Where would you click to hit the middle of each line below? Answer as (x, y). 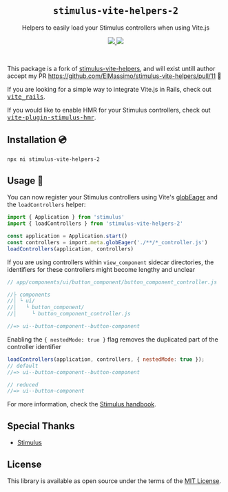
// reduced (23, 385)
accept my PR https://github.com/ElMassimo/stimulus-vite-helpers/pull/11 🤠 (114, 76)
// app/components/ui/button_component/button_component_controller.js (112, 282)
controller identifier (34, 346)
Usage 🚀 (25, 180)
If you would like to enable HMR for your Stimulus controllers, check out (109, 110)
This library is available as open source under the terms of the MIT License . (114, 481)
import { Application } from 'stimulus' (66, 217)
